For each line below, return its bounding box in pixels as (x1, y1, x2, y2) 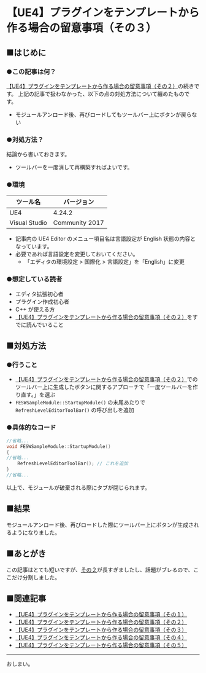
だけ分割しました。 (11, 573, 60, 581)
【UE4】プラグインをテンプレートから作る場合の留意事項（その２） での (15, 376, 198, 383)
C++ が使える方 (15, 305, 55, 313)
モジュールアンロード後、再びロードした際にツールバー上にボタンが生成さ (6, 521, 194, 529)
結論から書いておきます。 (6, 151, 71, 158)
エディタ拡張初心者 (15, 290, 64, 297)
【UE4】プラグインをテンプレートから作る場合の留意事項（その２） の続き (6, 82, 194, 90)
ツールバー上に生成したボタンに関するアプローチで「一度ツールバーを (15, 384, 193, 391)
